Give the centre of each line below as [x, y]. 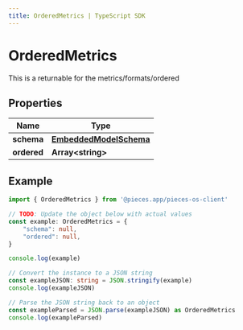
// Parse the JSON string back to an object [84, 303]
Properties [35, 103]
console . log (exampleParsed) [56, 318]
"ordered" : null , [52, 237]
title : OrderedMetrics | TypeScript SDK [77, 16]
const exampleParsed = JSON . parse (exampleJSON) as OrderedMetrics [122, 310]
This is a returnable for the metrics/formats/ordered [94, 78]
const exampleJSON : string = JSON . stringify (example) [101, 281]
